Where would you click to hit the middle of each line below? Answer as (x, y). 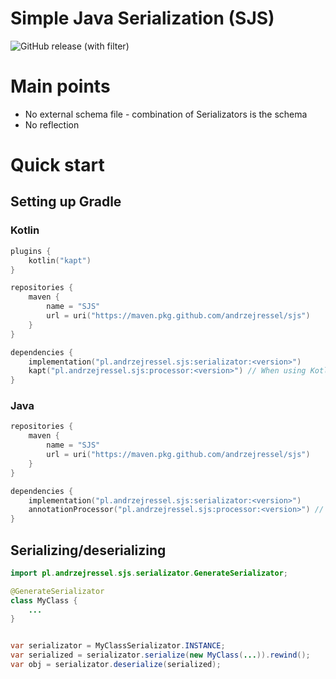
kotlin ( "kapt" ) (60, 260)
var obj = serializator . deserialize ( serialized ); (116, 665)
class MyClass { (44, 600)
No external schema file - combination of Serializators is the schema (166, 114)
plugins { (31, 251)
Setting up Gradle (66, 202)
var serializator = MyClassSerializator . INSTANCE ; (118, 646)
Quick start (57, 165)
